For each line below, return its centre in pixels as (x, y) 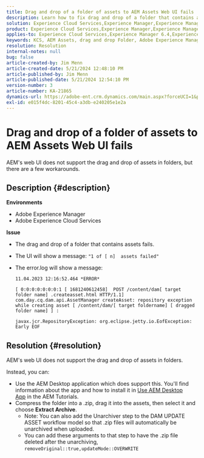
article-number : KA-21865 (39, 91)
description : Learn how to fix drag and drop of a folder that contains (100, 18)
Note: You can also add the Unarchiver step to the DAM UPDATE (104, 416)
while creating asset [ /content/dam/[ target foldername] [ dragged (105, 306)
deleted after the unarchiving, (61, 442)
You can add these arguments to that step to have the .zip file (101, 435)
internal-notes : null (34, 52)
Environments (24, 203)
